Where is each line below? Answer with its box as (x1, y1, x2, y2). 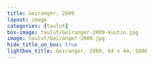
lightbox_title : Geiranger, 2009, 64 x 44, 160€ (7, 48, 148, 55)
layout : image (7, 16, 48, 23)
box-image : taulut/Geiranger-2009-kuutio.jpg (7, 28, 138, 36)
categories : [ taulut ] (7, 22, 69, 29)
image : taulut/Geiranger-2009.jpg (7, 35, 106, 42)
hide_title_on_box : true (7, 41, 78, 48)
